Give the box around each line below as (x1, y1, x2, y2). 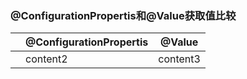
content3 (158, 52, 201, 66)
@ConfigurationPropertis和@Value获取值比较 (10, 8, 237, 22)
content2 (25, 52, 68, 66)
